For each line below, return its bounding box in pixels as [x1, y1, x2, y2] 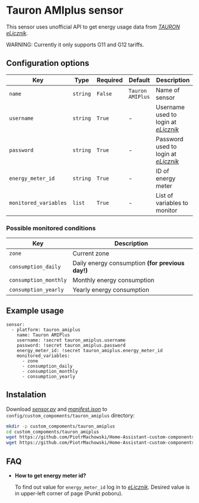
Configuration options [6, 58, 90, 68]
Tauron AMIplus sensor [6, 4, 124, 17]
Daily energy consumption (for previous [72, 259, 185, 267]
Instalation [6, 390, 46, 400]
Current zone [72, 249, 110, 258]
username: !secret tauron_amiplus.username [17, 337, 126, 343]
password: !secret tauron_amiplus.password [17, 342, 126, 348]
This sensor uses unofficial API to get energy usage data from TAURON [6, 23, 180, 30]
